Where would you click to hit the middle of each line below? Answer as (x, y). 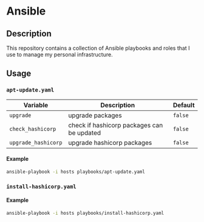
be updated (85, 133)
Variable (36, 105)
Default (184, 105)
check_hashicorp (33, 129)
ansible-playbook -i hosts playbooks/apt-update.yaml (76, 172)
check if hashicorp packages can (116, 125)
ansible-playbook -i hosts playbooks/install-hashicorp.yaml (85, 213)
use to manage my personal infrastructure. (60, 55)
